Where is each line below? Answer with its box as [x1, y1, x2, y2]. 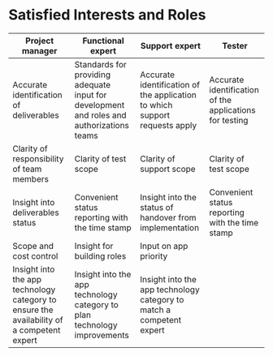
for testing [209, 114, 249, 126]
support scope [139, 163, 197, 174]
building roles [74, 250, 127, 261]
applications [209, 104, 256, 115]
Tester [222, 40, 248, 51]
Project [25, 35, 54, 46]
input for [74, 89, 107, 101]
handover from [139, 212, 197, 223]
